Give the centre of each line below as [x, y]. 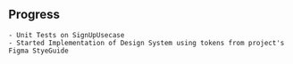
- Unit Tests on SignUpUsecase [67, 35]
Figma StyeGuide [38, 51]
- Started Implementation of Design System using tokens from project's [146, 43]
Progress [34, 15]
